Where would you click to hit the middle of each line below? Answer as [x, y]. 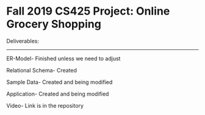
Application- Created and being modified [58, 94]
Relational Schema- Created [42, 70]
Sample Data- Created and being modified [59, 82]
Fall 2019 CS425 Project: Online [88, 11]
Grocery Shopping [54, 24]
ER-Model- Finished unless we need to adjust [63, 58]
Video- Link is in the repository [45, 105]
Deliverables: [23, 41]
